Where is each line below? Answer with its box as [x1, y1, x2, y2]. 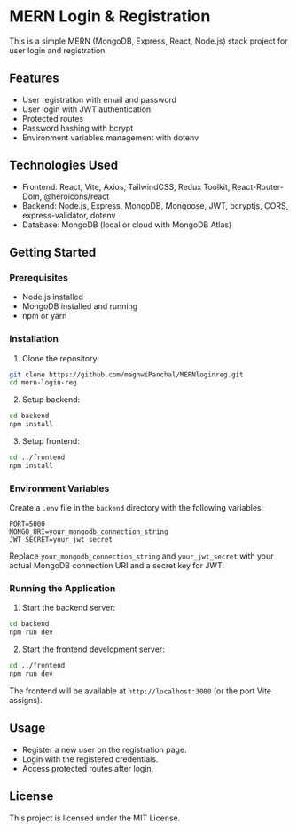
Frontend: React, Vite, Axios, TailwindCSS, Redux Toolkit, [21, 181, 231, 192]
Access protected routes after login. [21, 763, 154, 773]
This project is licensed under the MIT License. [9, 812, 181, 823]
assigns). [9, 694, 43, 705]
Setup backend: [21, 394, 81, 405]
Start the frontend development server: [21, 644, 166, 654]
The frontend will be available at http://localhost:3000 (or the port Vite [9, 685, 272, 696]
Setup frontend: [21, 436, 80, 447]
